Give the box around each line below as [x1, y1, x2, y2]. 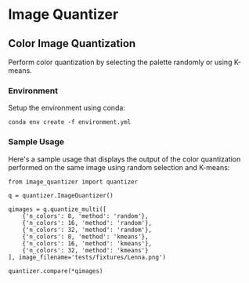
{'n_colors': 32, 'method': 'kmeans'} [22, 246, 149, 254]
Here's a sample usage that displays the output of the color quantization [8, 154, 241, 164]
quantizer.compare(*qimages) [8, 267, 103, 275]
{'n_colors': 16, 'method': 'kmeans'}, [22, 239, 153, 248]
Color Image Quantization [8, 37, 136, 50]
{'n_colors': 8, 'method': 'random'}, [22, 212, 149, 220]
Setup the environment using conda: [8, 103, 125, 113]
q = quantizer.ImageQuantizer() [8, 191, 114, 199]
